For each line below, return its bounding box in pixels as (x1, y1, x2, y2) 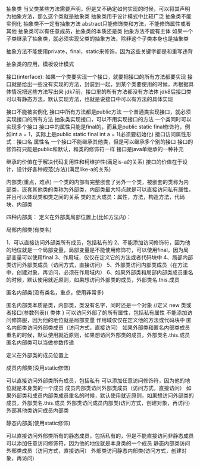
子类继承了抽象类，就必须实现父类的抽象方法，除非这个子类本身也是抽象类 (6, 35, 189, 42)
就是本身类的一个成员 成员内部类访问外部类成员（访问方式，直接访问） (11, 385, 185, 391)
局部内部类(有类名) (6, 226, 52, 233)
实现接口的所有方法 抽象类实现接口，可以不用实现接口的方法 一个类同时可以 (6, 116, 192, 122)
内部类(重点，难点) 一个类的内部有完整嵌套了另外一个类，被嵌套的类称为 (6, 179, 184, 185)
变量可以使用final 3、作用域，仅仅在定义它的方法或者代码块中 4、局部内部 (11, 254, 193, 261)
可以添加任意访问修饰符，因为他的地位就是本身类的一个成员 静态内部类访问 (6, 440, 190, 447)
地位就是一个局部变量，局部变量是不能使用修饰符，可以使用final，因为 (11, 247, 184, 253)
